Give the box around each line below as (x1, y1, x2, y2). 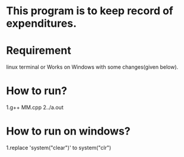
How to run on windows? (6, 124, 131, 138)
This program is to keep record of (6, 4, 174, 18)
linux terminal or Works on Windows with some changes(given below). (6, 63, 179, 71)
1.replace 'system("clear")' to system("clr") (6, 144, 112, 151)
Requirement (6, 44, 71, 57)
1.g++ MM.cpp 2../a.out (6, 104, 64, 111)
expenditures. (6, 17, 77, 30)
